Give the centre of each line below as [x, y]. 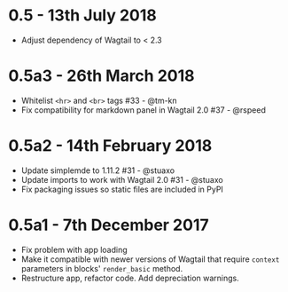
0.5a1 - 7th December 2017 [109, 225]
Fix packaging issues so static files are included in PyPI [122, 189]
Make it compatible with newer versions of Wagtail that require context [150, 259]
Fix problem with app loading [74, 249]
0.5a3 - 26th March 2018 [101, 76]
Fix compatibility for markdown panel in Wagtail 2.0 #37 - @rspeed [144, 110]
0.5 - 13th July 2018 [82, 16]
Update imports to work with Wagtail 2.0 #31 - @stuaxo [122, 179]
